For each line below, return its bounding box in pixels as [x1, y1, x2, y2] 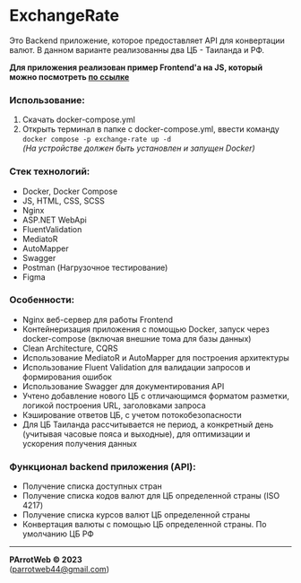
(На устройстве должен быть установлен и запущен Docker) [21, 143, 255, 153]
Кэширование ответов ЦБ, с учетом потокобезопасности [21, 409, 242, 420]
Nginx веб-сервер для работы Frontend [21, 314, 173, 325]
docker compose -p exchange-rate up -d [21, 135, 172, 144]
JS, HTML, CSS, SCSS [21, 195, 106, 206]
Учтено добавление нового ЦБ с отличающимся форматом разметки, [21, 390, 289, 401]
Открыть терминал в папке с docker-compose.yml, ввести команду [21, 124, 279, 135]
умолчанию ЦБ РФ [21, 528, 94, 539]
